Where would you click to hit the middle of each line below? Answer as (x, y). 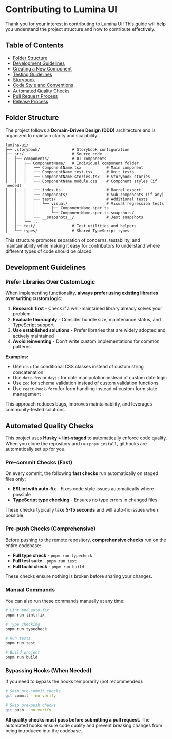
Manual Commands (30, 589)
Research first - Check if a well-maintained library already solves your (88, 309)
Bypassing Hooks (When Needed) (49, 670)
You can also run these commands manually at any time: (65, 601)
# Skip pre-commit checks (33, 691)
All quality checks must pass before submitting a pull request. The (78, 719)
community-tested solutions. (36, 410)
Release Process (31, 101)
